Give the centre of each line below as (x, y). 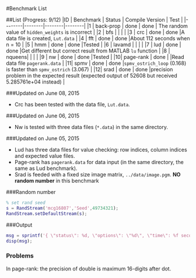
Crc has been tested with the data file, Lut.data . (72, 104)
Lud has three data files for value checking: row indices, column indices (101, 150)
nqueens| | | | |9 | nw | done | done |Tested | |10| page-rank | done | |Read (95, 57)
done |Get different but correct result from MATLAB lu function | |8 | (88, 51)
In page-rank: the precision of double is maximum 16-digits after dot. (89, 269)
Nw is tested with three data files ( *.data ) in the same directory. (91, 127)
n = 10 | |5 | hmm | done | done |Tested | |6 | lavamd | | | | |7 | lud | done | (94, 44)
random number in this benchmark (57, 181)
